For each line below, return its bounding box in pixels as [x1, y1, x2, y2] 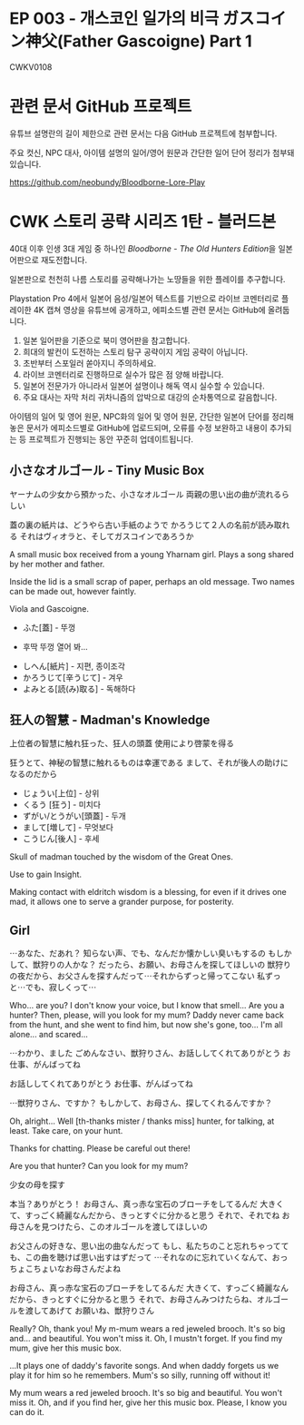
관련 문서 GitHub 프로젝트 [9, 96, 192, 117]
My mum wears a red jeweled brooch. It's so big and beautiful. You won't [9, 1388, 283, 1399]
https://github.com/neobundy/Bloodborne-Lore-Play [9, 176, 206, 187]
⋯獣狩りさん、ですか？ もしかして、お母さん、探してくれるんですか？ [9, 1097, 273, 1108]
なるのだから [9, 769, 57, 780]
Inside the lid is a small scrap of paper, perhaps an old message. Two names [9, 575, 295, 586]
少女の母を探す [9, 1179, 65, 1190]
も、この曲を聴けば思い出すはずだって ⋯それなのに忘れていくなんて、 [9, 1252, 272, 1263]
